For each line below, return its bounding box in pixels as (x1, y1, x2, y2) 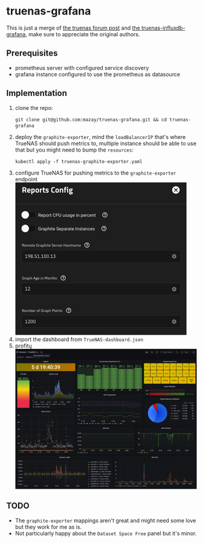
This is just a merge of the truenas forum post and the (6, 24, 140, 31)
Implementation (6, 88, 68, 98)
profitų (14, 342, 32, 349)
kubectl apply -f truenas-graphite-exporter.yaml (14, 158, 143, 164)
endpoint (14, 175, 38, 182)
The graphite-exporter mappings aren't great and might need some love (14, 516, 196, 524)
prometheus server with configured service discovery (14, 64, 149, 71)
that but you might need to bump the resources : (14, 146, 134, 153)
